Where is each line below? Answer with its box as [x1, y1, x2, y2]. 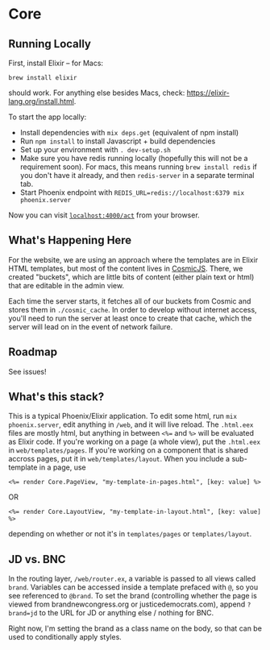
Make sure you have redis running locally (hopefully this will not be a [19, 154, 248, 163]
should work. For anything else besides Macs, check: [8, 88, 185, 97]
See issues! [8, 366, 47, 376]
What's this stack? [8, 390, 105, 404]
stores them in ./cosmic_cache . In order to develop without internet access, [8, 304, 257, 314]
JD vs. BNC [8, 553, 66, 566]
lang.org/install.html [8, 97, 75, 106]
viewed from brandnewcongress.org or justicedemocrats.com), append [8, 599, 246, 609]
